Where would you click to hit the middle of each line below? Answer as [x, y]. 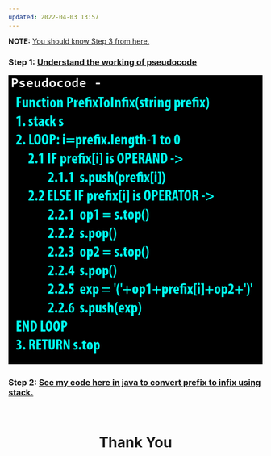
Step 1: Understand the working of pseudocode [103, 62]
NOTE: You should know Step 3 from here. [79, 41]
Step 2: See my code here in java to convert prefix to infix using [135, 382]
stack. [21, 392]
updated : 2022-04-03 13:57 [54, 17]
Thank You [135, 443]
